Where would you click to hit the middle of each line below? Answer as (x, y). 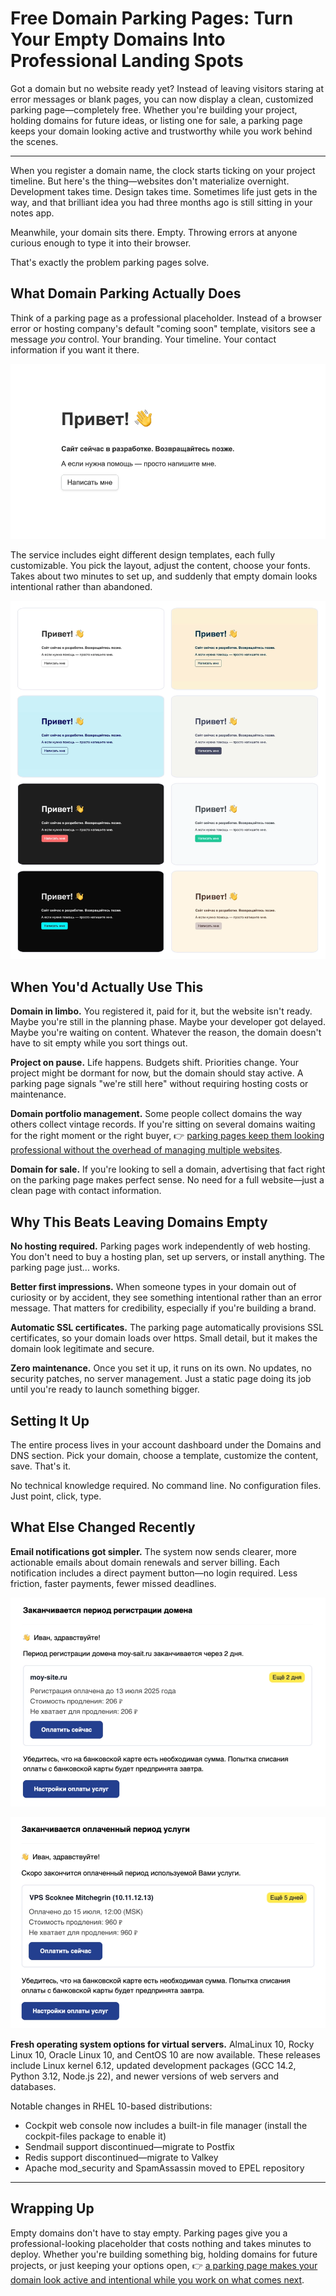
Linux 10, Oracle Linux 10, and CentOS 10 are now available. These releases (165, 2055)
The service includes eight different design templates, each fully (143, 554)
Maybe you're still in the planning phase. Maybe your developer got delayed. (168, 1022)
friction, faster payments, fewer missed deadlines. (113, 1583)
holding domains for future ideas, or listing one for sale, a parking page (156, 120)
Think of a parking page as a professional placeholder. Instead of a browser (166, 318)
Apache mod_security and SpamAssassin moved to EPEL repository (164, 2168)
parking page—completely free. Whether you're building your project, (154, 109)
